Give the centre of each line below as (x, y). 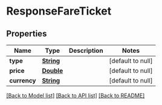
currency (23, 80)
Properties (27, 34)
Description (86, 51)
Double (53, 71)
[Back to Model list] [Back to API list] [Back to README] (76, 96)
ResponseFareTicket (59, 11)
